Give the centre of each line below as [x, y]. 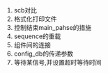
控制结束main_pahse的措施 [53, 27]
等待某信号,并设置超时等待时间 [57, 62]
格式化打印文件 [35, 19]
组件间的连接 [32, 45]
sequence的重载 [37, 36]
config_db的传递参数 [44, 54]
